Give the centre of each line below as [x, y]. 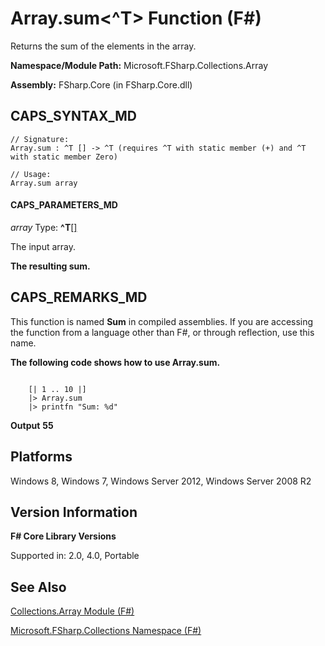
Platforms [41, 457]
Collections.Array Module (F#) [72, 611]
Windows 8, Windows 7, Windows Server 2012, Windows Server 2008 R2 [161, 481]
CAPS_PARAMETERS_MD [64, 205]
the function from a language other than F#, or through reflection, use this [162, 332]
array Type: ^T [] [44, 227]
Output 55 [32, 425]
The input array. [43, 246]
